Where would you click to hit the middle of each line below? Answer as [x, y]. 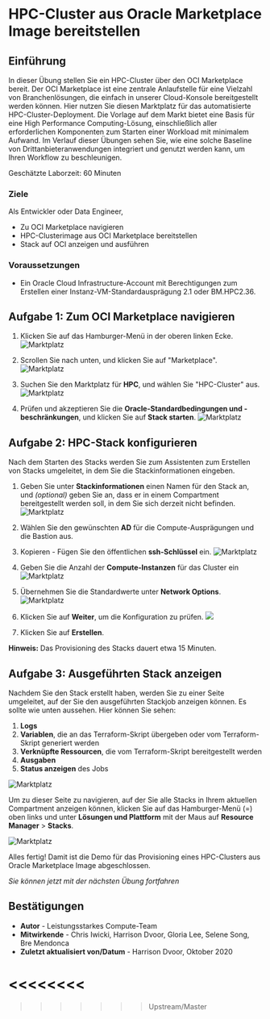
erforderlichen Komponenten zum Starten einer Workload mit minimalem [129, 132]
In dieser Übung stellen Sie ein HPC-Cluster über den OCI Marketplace [126, 80]
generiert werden [70, 743]
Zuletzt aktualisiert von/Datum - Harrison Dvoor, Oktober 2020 [127, 951]
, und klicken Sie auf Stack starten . [137, 417]
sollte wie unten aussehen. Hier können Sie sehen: [92, 710]
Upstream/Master [178, 1006]
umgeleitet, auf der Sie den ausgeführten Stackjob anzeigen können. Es [128, 702]
